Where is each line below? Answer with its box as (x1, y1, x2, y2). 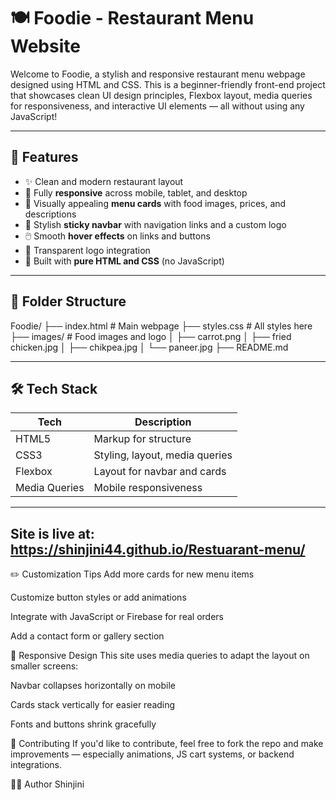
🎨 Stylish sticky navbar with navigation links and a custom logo (24, 218, 287, 230)
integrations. (10, 759, 63, 771)
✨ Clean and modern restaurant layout (24, 175, 184, 187)
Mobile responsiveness (93, 481, 203, 495)
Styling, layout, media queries (93, 448, 233, 462)
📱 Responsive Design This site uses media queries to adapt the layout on (10, 650, 310, 662)
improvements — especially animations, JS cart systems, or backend (10, 748, 295, 760)
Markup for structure (93, 432, 192, 446)
